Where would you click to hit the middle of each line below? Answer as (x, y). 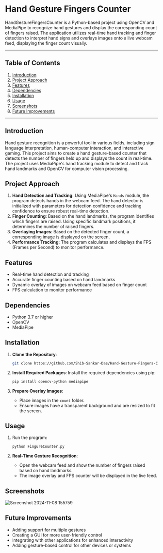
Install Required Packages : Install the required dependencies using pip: (84, 372)
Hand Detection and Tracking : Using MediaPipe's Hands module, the (81, 195)
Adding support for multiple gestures (49, 530)
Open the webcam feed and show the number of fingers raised (82, 465)
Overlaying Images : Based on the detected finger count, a (71, 232)
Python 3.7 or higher (33, 317)
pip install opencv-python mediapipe (50, 381)
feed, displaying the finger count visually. (46, 43)
